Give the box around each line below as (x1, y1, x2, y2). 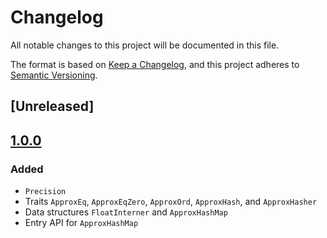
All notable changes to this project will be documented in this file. (10, 39, 280, 51)
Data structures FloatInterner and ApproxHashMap (24, 206, 228, 218)
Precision (24, 187, 67, 197)
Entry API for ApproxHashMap (24, 217, 139, 229)
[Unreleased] (10, 98, 95, 115)
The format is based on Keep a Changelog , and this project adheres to (10, 58, 300, 70)
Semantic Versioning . (10, 69, 98, 81)
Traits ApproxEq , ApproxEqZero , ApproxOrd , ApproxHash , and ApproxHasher (24, 196, 318, 208)
